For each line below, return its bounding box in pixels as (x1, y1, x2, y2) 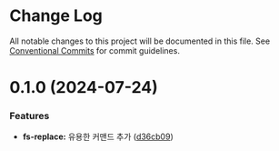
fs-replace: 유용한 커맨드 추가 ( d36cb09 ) (22, 131, 174, 142)
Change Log (9, 5, 103, 26)
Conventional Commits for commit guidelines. (9, 45, 180, 55)
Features (9, 110, 50, 123)
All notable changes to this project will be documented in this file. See (9, 35, 271, 46)
